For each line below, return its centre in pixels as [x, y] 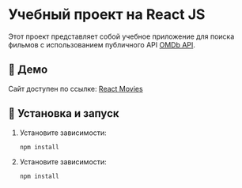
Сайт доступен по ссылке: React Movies [76, 88]
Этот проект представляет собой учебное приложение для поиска [121, 36]
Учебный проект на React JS [107, 15]
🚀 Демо [28, 70]
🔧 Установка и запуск [64, 113]
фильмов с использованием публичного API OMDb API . [102, 44]
